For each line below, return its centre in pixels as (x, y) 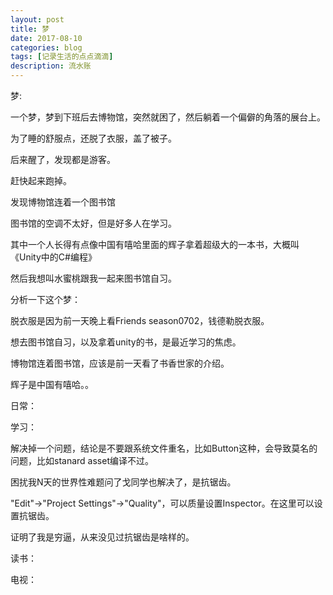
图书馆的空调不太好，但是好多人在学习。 (93, 223)
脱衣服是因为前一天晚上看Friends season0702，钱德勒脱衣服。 (140, 320)
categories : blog (46, 47)
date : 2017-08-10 (46, 38)
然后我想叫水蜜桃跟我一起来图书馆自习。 (93, 278)
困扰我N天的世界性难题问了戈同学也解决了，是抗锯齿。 (123, 482)
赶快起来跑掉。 (41, 180)
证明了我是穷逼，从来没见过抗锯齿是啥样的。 (102, 537)
